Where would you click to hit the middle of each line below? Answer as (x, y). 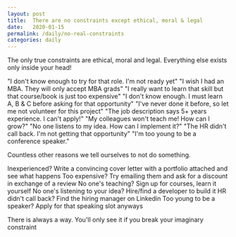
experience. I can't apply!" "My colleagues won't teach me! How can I (108, 119)
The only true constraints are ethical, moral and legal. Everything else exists (117, 60)
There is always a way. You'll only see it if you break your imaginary (106, 220)
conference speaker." (38, 141)
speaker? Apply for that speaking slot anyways (75, 206)
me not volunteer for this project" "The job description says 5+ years (107, 111)
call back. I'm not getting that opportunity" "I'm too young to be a (102, 134)
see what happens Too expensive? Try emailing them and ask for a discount (118, 176)
